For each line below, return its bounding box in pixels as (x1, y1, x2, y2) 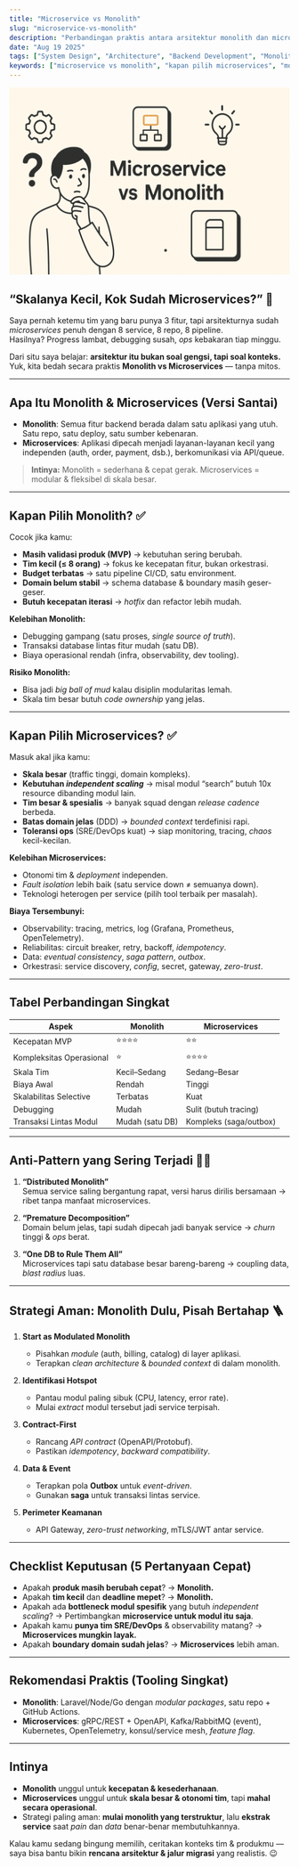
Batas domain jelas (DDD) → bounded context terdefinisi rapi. (21, 816, 250, 827)
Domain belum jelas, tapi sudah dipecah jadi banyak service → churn (21, 1222, 276, 1233)
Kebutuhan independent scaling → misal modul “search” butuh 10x (21, 778, 271, 788)
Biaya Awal (12, 1079, 53, 1090)
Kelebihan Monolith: (9, 614, 86, 624)
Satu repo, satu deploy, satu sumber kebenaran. (21, 428, 198, 439)
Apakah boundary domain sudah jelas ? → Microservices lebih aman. (21, 1639, 279, 1650)
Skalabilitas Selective (12, 1091, 91, 1102)
